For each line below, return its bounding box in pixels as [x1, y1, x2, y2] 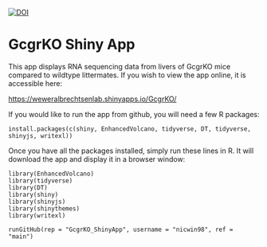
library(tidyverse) [8, 176, 73, 185]
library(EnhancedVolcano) [8, 170, 94, 178]
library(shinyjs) [8, 198, 66, 206]
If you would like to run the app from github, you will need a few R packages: [8, 109, 260, 119]
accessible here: [8, 78, 62, 88]
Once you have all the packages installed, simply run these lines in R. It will [8, 146, 254, 155]
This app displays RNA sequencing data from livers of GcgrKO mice [8, 61, 231, 71]
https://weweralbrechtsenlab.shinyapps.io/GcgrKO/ [8, 94, 177, 104]
